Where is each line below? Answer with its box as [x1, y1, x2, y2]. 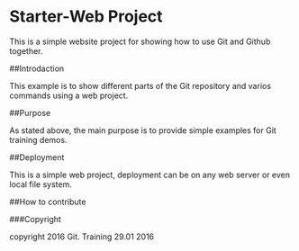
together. [9, 45, 43, 56]
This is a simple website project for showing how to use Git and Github [9, 36, 271, 47]
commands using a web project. [9, 90, 129, 101]
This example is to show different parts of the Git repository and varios [9, 80, 272, 91]
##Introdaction [9, 63, 65, 74]
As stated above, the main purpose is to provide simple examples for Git [9, 124, 276, 136]
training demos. [9, 134, 68, 145]
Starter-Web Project [9, 6, 164, 27]
